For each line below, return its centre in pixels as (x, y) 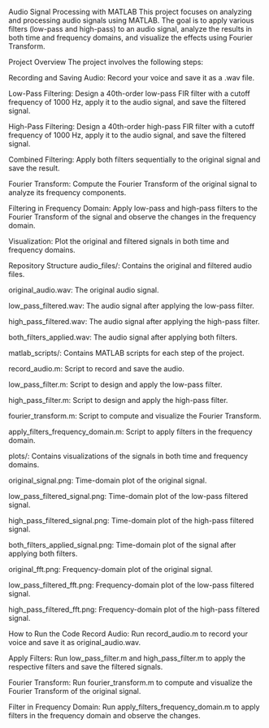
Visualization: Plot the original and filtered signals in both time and (119, 241)
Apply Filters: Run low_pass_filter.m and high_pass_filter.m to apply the (127, 658)
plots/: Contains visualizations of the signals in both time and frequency (128, 456)
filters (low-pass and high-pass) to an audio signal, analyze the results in (130, 29)
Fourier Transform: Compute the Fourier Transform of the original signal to (133, 184)
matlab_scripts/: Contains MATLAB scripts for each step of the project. (127, 353)
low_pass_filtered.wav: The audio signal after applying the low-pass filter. (131, 305)
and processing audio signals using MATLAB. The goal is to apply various (131, 20)
